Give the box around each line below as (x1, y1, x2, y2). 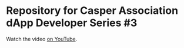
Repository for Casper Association (6, 4, 178, 17)
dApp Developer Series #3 (6, 16, 138, 29)
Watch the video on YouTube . (6, 35, 78, 42)
